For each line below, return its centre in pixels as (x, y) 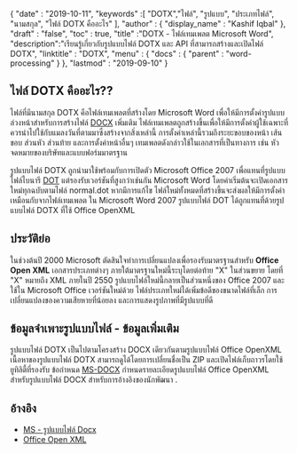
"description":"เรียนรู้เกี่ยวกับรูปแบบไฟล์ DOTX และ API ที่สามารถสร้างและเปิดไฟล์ (137, 44)
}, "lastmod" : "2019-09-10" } (115, 63)
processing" (32, 63)
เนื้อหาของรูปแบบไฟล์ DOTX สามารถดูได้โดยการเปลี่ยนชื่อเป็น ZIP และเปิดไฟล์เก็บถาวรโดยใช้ (146, 360)
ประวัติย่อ (30, 238)
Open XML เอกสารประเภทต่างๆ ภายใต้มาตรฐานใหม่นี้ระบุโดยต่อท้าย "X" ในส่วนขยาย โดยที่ (147, 270)
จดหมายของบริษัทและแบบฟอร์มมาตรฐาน (69, 152)
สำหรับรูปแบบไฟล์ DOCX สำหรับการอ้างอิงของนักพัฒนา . (94, 380)
